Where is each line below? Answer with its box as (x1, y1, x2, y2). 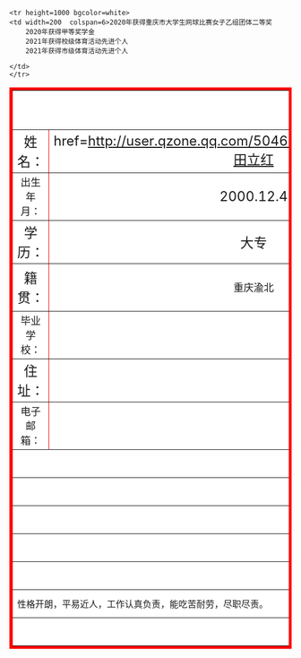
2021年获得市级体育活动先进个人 (25, 47, 128, 56)
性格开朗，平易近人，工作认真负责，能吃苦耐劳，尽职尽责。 (17, 597, 269, 610)
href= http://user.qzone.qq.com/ (53, 133, 254, 150)
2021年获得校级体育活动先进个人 (25, 37, 128, 46)
